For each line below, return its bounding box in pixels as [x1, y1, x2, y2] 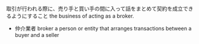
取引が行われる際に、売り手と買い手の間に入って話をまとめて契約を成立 [6, 5, 184, 12]
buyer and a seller [14, 32, 60, 38]
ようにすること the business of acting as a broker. [11, 12, 134, 19]
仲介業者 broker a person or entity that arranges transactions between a [14, 25, 192, 32]
